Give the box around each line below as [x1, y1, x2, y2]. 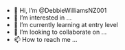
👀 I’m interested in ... [13, 14, 72, 22]
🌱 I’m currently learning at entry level [13, 21, 118, 28]
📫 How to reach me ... [13, 36, 78, 43]
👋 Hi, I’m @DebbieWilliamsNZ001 [13, 7, 107, 14]
